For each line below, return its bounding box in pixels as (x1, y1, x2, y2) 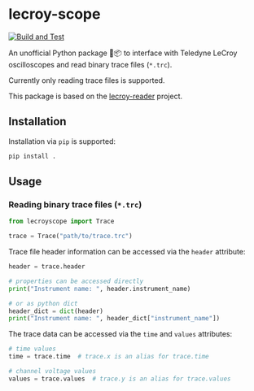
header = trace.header (8, 263, 85, 271)
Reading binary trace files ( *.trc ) (8, 198, 142, 210)
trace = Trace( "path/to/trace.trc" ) (8, 232, 133, 241)
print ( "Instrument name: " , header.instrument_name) (8, 285, 191, 293)
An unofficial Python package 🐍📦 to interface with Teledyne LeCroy (8, 48, 238, 58)
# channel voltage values (8, 367, 96, 376)
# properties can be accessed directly (8, 277, 144, 285)
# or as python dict (8, 299, 79, 307)
